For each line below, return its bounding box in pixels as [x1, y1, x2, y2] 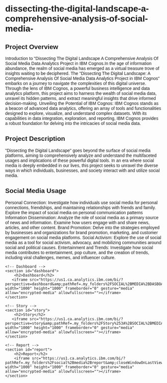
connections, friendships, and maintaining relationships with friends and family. [5, 205, 156, 210]
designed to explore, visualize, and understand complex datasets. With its [5, 111, 147, 116]
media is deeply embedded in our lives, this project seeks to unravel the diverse [5, 162, 158, 168]
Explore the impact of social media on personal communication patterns [5, 210, 143, 215]
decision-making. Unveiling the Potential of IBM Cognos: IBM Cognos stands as [5, 101, 159, 106]
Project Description [5, 135, 66, 143]
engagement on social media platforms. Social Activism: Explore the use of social [5, 235, 162, 240]
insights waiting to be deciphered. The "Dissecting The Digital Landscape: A [5, 71, 151, 76]
